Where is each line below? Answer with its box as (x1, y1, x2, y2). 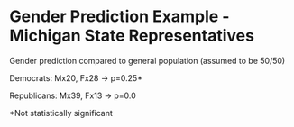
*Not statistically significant (9, 107, 113, 118)
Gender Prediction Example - (9, 6, 230, 27)
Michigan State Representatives (9, 25, 255, 46)
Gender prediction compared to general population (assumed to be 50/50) (9, 55, 286, 66)
